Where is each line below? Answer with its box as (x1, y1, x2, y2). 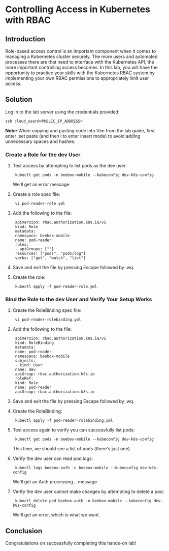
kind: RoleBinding (15, 340, 54, 345)
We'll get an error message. (12, 182, 71, 188)
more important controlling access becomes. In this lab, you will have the (5, 65, 158, 70)
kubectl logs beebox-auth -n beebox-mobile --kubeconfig (15, 466, 138, 471)
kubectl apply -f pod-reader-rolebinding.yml (15, 418, 113, 423)
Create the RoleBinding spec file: (12, 307, 82, 313)
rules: (15, 242, 29, 247)
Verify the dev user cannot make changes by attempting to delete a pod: (12, 488, 164, 495)
